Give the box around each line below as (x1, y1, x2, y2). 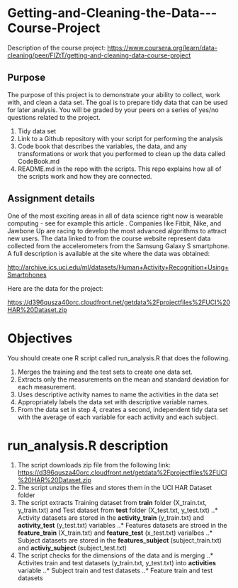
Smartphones (7, 270, 47, 279)
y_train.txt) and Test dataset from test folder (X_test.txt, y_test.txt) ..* (17, 506, 218, 515)
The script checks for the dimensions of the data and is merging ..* (17, 551, 214, 560)
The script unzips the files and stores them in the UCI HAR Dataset (17, 484, 212, 492)
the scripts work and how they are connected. (17, 172, 152, 180)
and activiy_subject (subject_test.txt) (17, 544, 127, 553)
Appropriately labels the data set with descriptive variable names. (17, 397, 209, 406)
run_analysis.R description (7, 438, 169, 453)
